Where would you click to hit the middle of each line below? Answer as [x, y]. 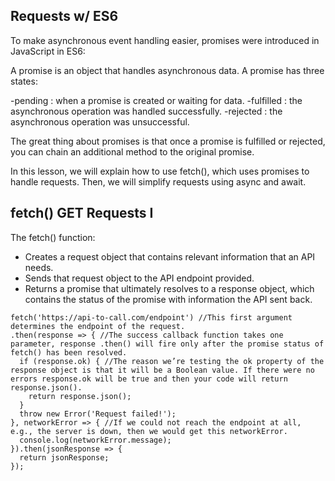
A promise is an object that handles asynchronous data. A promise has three [167, 70]
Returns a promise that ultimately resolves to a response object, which [169, 288]
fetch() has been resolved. [69, 352]
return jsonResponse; [64, 457]
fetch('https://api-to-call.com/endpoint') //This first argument [151, 317]
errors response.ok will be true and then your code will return [149, 379]
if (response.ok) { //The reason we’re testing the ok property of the [172, 361]
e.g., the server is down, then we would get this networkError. [149, 431]
